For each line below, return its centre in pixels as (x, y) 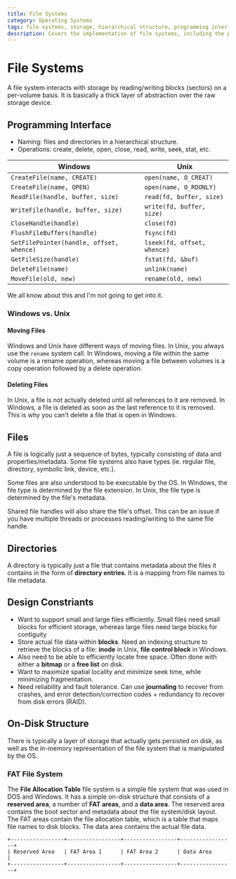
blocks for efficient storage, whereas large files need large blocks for (117, 626)
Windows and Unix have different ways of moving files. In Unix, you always (116, 346)
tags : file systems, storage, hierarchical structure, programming (108, 27)
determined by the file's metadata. (57, 498)
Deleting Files (28, 384)
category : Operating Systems (50, 20)
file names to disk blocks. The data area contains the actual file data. (107, 826)
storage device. (30, 103)
